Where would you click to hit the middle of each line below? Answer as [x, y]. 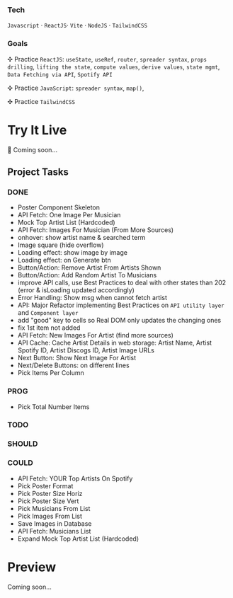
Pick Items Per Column [51, 373]
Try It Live [37, 130]
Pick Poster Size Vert [48, 501]
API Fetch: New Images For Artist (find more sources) [95, 335]
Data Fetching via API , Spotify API [60, 74]
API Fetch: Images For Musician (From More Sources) [96, 230]
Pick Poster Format [45, 485]
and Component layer [48, 313]
